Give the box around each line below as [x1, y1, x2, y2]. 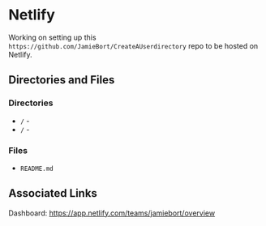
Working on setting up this [8, 32, 97, 42]
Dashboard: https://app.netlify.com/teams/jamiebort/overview [8, 208, 216, 218]
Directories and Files [8, 73, 115, 87]
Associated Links [8, 186, 97, 200]
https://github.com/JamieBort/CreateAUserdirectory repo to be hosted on [8, 41, 259, 50]
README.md [19, 164, 54, 173]
